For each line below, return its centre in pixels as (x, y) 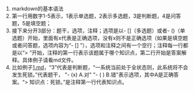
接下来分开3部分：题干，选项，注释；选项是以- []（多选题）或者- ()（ (96, 31)
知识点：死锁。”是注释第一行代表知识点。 (78, 82)
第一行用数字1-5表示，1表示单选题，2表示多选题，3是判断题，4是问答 (96, 16)
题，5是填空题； (32, 23)
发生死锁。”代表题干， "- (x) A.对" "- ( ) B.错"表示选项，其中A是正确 (93, 75)
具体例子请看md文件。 (49, 60)
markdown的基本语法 (37, 9)
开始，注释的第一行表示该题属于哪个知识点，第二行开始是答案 (106, 53)
